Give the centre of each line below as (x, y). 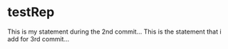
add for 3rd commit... (38, 38)
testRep (31, 12)
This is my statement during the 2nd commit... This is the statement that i (115, 31)
